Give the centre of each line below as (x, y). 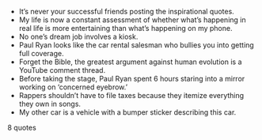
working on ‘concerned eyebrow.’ (73, 87)
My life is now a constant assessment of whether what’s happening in (132, 20)
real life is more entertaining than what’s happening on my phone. (125, 28)
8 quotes (22, 127)
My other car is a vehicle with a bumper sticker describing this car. (127, 112)
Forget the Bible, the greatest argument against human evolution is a (130, 62)
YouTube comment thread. (62, 70)
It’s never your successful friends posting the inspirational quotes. (126, 11)
